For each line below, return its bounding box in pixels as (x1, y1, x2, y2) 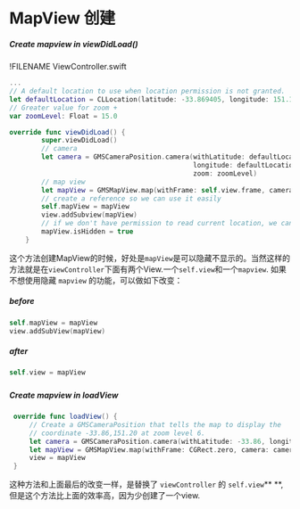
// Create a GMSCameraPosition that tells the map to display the (29, 420, 281, 429)
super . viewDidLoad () (41, 135, 118, 145)
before (9, 296, 35, 307)
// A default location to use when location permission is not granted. (9, 86, 286, 96)
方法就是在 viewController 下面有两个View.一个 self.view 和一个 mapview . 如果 (9, 264, 287, 275)
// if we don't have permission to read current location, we (41, 219, 278, 228)
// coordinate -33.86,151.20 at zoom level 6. (29, 429, 205, 438)
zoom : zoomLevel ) (193, 168, 257, 178)
